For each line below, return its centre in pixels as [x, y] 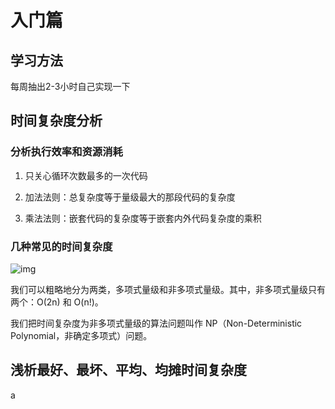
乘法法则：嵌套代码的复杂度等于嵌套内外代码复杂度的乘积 [143, 218]
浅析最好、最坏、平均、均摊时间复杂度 [128, 370]
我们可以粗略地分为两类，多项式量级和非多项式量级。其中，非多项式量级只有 [168, 289]
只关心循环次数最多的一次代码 [86, 175]
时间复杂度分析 [56, 121]
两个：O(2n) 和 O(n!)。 [57, 302]
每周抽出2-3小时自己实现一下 [70, 86]
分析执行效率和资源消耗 [66, 152]
